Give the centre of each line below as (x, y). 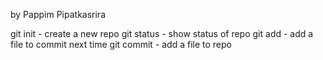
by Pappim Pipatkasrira (58, 14)
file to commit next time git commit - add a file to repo (121, 44)
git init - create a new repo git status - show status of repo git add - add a (162, 33)
